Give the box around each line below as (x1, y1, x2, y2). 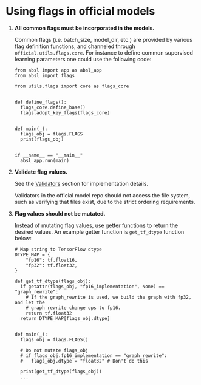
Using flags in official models (5, 4, 155, 18)
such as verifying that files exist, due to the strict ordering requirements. (14, 198, 196, 205)
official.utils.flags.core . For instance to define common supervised (14, 49, 194, 56)
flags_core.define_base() (20, 104, 86, 111)
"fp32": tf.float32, (26, 262, 78, 268)
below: (14, 234, 32, 242)
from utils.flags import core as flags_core (14, 83, 129, 89)
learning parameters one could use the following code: (14, 55, 152, 63)
